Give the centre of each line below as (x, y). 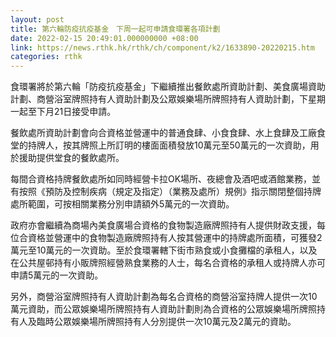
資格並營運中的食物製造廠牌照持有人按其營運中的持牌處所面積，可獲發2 (175, 238)
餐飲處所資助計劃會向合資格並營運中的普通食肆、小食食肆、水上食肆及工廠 (163, 133)
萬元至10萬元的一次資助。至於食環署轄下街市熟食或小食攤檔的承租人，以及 (164, 250)
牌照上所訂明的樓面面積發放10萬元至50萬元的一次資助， (195, 145)
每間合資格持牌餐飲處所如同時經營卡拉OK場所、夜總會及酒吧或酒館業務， (161, 179)
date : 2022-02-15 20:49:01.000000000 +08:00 (104, 38)
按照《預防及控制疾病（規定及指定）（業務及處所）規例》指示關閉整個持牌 (170, 192)
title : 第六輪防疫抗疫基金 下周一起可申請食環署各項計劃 (115, 29)
